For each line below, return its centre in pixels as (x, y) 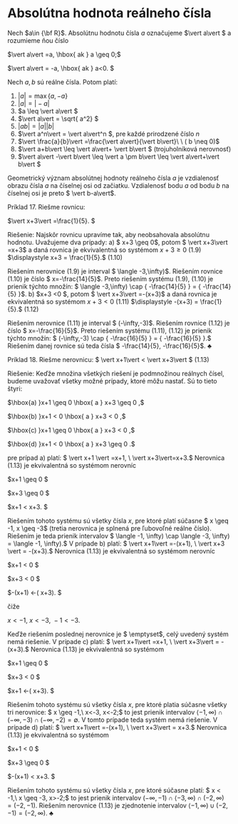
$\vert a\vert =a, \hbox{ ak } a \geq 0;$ (64, 54)
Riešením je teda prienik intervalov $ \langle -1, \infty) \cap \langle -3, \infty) (119, 536)
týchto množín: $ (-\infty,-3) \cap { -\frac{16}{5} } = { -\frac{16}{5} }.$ (109, 338)
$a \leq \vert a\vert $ (48, 111)
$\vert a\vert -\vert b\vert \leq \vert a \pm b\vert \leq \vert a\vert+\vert (118, 156)
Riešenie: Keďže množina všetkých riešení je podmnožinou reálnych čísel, (116, 373)
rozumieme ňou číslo (38, 40)
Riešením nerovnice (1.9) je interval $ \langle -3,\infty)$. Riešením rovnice (115, 271)
